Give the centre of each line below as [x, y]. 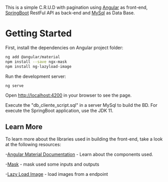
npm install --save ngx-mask [36, 62]
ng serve [15, 86]
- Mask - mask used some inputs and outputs [52, 164]
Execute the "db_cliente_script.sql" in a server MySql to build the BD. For [81, 105]
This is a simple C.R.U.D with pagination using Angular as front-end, [76, 7]
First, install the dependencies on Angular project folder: [64, 48]
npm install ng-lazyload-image [38, 66]
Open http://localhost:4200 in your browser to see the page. [68, 95]
